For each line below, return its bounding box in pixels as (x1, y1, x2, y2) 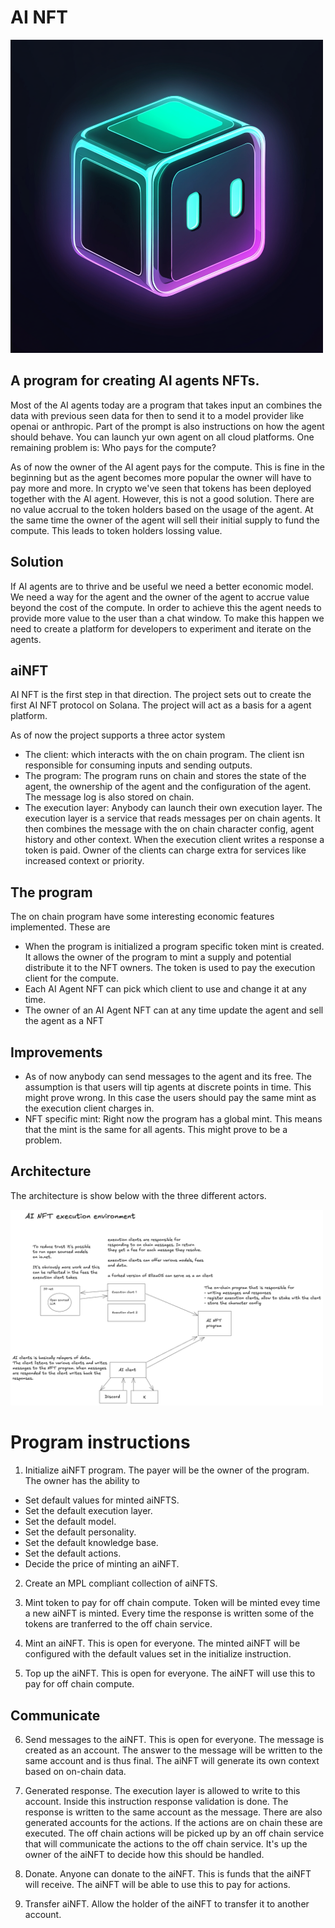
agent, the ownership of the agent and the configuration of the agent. (24, 781, 312, 793)
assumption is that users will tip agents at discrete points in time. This (24, 1081, 312, 1093)
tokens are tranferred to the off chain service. (24, 1618, 213, 1630)
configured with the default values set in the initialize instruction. (24, 1648, 292, 1660)
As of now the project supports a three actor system (10, 729, 226, 741)
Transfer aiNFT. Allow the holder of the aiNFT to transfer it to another (24, 1898, 310, 1910)
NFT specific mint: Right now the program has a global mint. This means (24, 1113, 323, 1125)
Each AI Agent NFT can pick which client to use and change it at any (24, 983, 307, 995)
